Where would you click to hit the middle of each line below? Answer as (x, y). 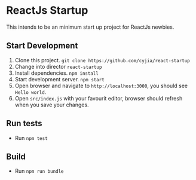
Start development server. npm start (59, 79)
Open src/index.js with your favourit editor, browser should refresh (99, 98)
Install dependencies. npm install (56, 73)
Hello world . (30, 92)
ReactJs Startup (47, 10)
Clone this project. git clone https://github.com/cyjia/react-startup (102, 60)
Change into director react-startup (58, 66)
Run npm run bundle (39, 171)
